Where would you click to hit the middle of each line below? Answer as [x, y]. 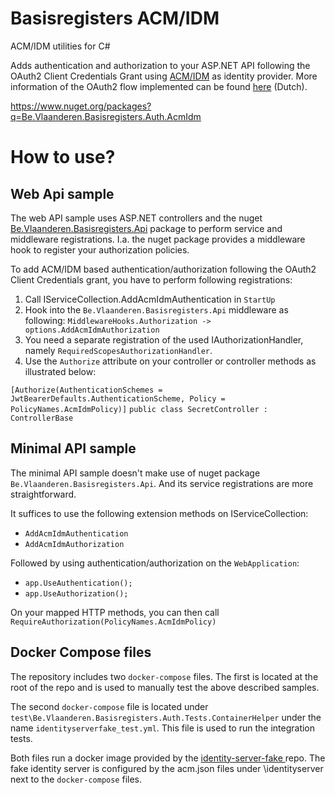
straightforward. [43, 494]
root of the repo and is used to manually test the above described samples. [165, 687]
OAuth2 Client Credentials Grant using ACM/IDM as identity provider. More [164, 76]
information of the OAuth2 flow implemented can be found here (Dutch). [159, 86]
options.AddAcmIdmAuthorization [92, 330]
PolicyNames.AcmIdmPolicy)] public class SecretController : [139, 409]
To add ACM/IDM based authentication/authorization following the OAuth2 [163, 269]
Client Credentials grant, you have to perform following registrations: [151, 279]
